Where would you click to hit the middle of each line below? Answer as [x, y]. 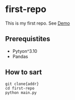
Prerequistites [28, 39]
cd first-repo [20, 88]
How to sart [24, 72]
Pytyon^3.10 [25, 51]
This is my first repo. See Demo [37, 23]
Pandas [20, 56]
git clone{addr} [22, 84]
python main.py [21, 92]
